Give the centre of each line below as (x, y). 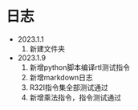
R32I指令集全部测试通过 (69, 87)
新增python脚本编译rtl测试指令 (79, 67)
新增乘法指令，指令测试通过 (75, 97)
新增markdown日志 (61, 77)
